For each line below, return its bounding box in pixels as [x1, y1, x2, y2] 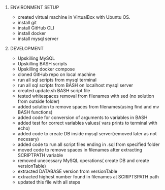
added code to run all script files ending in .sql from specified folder [17, 141, 160, 147]
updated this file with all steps [17, 179, 80, 185]
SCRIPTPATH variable [17, 152, 63, 158]
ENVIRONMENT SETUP [10, 5, 59, 10]
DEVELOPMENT [10, 46, 44, 51]
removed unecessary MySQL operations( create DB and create [17, 158, 150, 164]
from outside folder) [17, 98, 60, 104]
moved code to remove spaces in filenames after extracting [17, 147, 143, 153]
